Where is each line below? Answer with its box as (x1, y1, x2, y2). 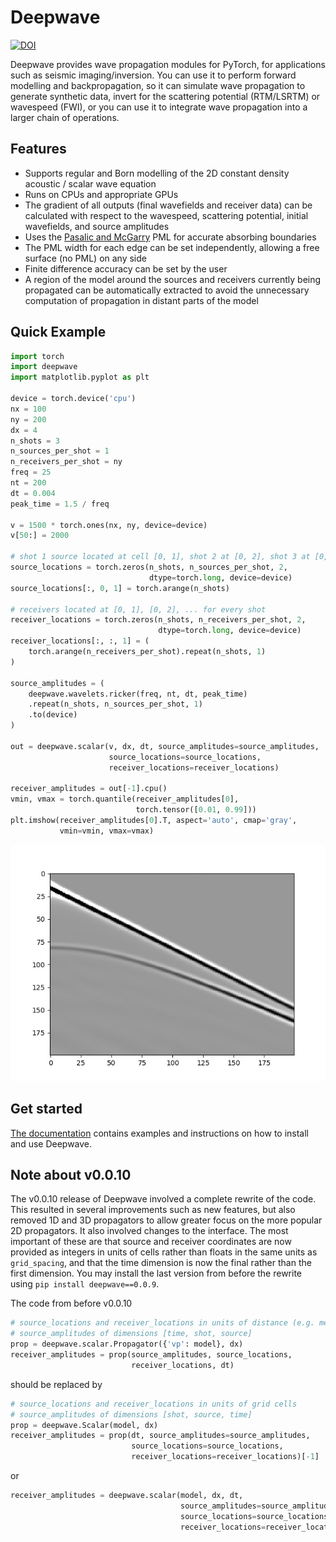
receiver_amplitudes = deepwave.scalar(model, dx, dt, (10, 1491, 244, 1501)
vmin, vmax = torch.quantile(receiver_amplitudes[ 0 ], (10, 794, 240, 805)
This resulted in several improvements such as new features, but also (10, 1204, 296, 1216)
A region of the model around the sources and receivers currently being (24, 273, 322, 285)
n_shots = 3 (10, 436, 60, 446)
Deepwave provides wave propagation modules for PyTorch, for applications (10, 58, 326, 70)
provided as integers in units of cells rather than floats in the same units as (10, 1246, 318, 1258)
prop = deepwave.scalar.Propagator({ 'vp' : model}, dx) (10, 1339, 244, 1350)
